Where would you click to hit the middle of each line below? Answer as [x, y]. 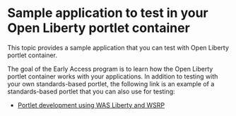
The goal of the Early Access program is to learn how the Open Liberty [110, 69]
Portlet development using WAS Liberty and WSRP [91, 105]
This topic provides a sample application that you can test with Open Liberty [118, 47]
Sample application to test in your [108, 13]
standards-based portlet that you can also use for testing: [91, 91]
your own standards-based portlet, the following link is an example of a [111, 83]
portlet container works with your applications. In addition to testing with [113, 76]
